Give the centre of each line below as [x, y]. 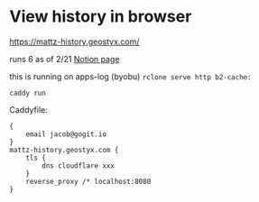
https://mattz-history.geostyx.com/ [74, 41]
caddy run [28, 93]
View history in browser [101, 17]
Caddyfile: [28, 109]
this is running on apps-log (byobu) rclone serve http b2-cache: [130, 76]
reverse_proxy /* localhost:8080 [88, 181]
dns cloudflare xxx [79, 165]
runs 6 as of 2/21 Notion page [65, 59]
